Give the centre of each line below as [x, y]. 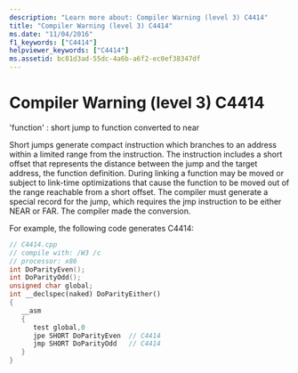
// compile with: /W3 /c [55, 253]
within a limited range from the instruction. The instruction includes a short [146, 154]
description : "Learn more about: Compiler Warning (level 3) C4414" [139, 17]
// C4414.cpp [33, 244]
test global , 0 [59, 327]
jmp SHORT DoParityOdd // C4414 [97, 344]
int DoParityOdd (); [45, 278]
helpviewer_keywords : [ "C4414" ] [69, 51]
